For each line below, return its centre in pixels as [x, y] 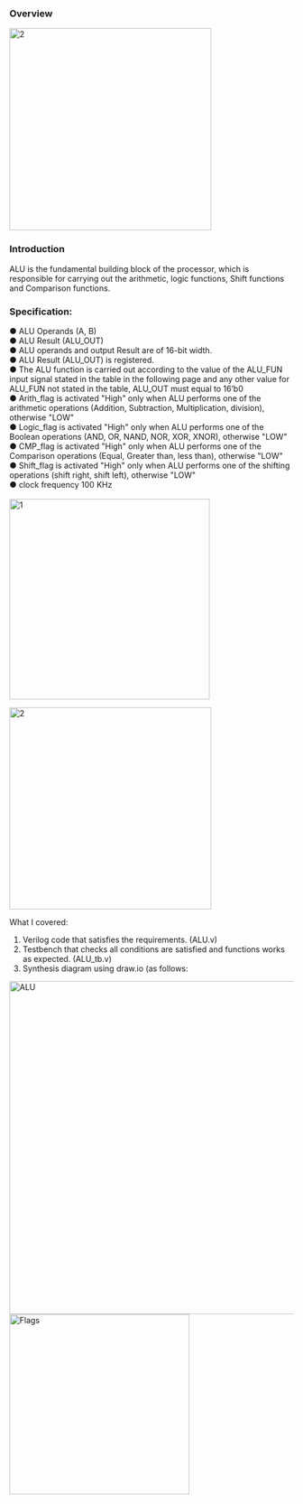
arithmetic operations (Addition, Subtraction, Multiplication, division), [137, 407]
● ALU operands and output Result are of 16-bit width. [111, 350]
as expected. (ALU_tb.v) [67, 958]
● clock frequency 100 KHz [61, 484]
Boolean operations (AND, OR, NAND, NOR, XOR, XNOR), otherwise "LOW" [148, 436]
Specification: [41, 312]
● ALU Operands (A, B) [53, 331]
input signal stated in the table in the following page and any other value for [150, 378]
